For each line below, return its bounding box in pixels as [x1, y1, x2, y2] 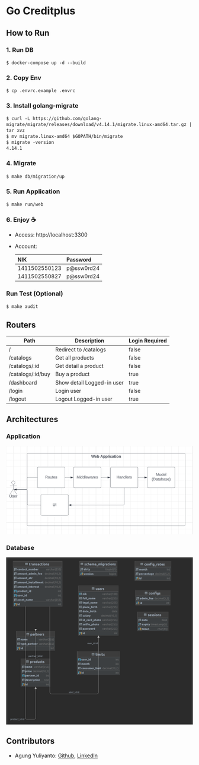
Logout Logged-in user [55, 395, 113, 402]
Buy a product [55, 370, 90, 378]
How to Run [6, 28, 50, 38]
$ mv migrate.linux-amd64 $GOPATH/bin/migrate [6, 134, 123, 140]
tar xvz [6, 128, 25, 134]
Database [6, 544, 34, 552]
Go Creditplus [6, 4, 76, 18]
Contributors [6, 736, 55, 747]
